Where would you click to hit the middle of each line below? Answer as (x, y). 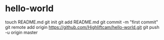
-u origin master (21, 32)
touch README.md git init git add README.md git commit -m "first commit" (82, 22)
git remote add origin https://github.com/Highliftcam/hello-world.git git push (82, 27)
